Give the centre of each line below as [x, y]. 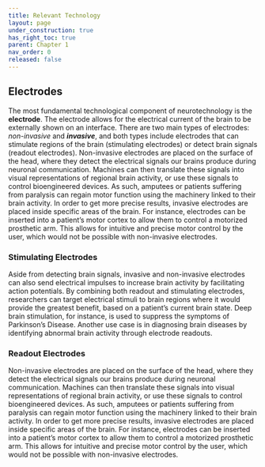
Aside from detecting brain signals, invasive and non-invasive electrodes [127, 274]
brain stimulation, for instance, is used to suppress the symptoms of [119, 316]
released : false [35, 60]
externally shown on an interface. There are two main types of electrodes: [129, 127]
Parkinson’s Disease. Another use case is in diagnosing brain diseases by [128, 324]
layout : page [30, 23]
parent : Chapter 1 [38, 45]
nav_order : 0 [30, 52]
